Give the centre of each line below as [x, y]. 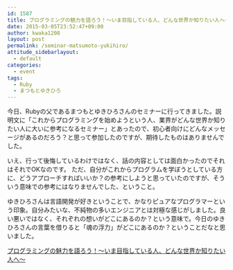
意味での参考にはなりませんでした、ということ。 [89, 187]
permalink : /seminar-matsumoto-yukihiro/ [68, 46]
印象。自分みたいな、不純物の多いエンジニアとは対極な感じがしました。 [116, 210]
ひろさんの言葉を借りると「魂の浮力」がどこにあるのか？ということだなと [113, 227]
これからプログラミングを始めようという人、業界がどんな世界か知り [128, 120]
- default [27, 59]
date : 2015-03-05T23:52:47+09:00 [55, 26]
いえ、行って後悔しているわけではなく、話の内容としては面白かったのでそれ [116, 161]
